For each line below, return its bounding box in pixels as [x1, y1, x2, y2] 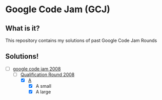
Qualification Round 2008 [20, 71, 75, 78]
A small [35, 83, 52, 89]
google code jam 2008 [12, 65, 61, 72]
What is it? [5, 24, 40, 33]
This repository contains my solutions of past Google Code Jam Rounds [5, 37, 157, 43]
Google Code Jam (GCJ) [5, 4, 110, 15]
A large [35, 89, 51, 95]
